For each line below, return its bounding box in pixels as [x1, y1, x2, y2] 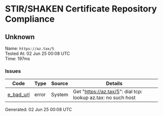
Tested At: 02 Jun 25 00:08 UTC [5, 51, 70, 56]
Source [51, 80, 68, 87]
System [50, 91, 68, 98]
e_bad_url [7, 91, 30, 98]
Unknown [5, 33, 35, 41]
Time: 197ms [5, 56, 30, 61]
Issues [5, 67, 21, 74]
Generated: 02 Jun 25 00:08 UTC [5, 107, 72, 113]
